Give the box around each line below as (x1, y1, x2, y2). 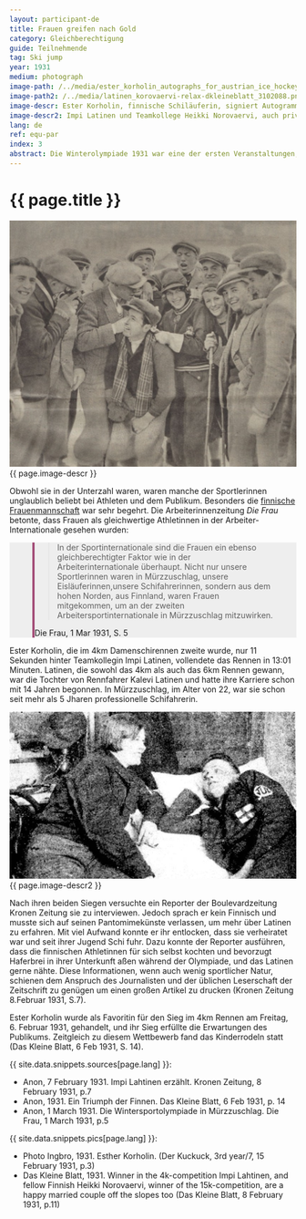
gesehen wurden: (63, 524, 129, 535)
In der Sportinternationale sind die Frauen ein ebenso (56, 542, 257, 553)
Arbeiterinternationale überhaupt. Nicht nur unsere (56, 561, 248, 572)
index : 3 (9, 139, 43, 150)
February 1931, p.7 (22, 1086, 92, 1097)
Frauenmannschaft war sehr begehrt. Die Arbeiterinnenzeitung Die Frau (9, 504, 279, 515)
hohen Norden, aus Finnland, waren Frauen (56, 590, 220, 601)
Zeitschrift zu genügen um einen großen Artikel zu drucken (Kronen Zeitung (9, 985, 294, 996)
